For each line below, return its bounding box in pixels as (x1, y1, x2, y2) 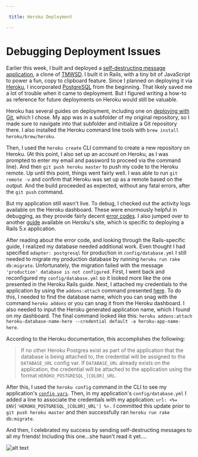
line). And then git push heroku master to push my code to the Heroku (6, 163, 178, 170)
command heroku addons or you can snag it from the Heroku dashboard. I (6, 299, 185, 306)
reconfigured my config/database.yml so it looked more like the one (6, 274, 171, 281)
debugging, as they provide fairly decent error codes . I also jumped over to (6, 212, 189, 220)
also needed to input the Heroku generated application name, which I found (6, 306, 190, 313)
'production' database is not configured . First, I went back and (6, 268, 165, 275)
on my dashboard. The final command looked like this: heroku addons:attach (6, 312, 193, 319)
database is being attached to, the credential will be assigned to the (20, 353, 186, 360)
